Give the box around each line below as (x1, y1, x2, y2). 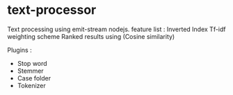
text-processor (7, 2, 97, 18)
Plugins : (7, 46, 33, 54)
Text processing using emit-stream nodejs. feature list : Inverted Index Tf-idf (7, 25, 226, 33)
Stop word (17, 59, 47, 67)
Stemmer (17, 67, 44, 75)
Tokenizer (17, 81, 47, 89)
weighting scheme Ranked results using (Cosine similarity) (7, 32, 175, 40)
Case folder (17, 74, 51, 82)
